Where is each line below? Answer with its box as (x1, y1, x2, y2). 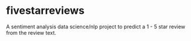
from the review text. (6, 29, 57, 36)
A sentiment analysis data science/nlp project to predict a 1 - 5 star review (6, 23, 186, 30)
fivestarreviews (6, 4, 85, 17)
